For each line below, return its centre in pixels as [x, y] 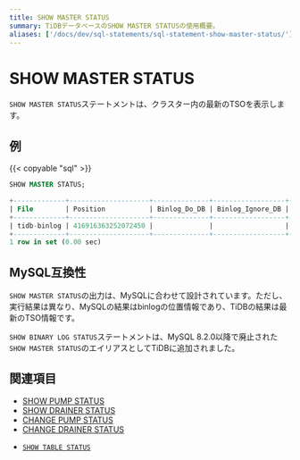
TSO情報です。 [52, 318]
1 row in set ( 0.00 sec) [55, 242]
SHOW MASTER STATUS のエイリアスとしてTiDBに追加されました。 [125, 348]
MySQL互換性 [48, 272]
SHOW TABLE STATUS [56, 447]
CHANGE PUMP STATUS [67, 420]
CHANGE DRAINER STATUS [73, 429]
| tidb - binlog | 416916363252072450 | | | [150, 226]
